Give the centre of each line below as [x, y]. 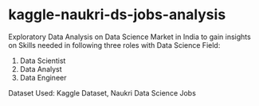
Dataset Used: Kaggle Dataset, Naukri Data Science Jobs [102, 92]
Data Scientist [43, 61]
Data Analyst [41, 69]
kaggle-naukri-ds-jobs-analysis [117, 15]
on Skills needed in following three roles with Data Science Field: [114, 45]
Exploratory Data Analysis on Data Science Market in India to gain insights [129, 37]
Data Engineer [43, 77]
